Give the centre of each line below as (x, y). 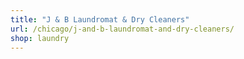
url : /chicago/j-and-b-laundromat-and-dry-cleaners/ (122, 29)
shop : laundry (40, 38)
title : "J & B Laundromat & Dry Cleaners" (100, 19)
